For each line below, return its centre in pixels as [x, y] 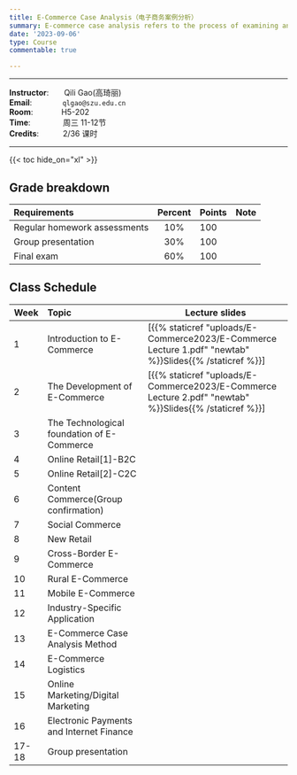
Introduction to [78, 338]
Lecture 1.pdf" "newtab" [198, 349]
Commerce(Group [85, 499]
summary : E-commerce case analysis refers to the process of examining [144, 26]
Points [213, 212]
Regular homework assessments [81, 227]
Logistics [66, 670]
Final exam [36, 256]
